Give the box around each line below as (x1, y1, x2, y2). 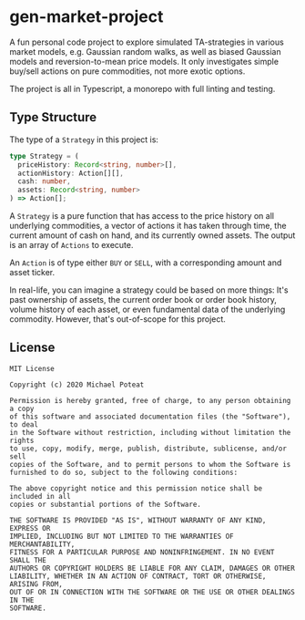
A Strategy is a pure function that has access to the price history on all (9, 211, 275, 221)
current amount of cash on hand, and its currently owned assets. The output (9, 230, 296, 241)
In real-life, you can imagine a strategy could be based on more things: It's (9, 284, 289, 295)
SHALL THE (9, 555, 47, 564)
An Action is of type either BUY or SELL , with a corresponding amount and (9, 257, 282, 268)
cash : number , (17, 177, 71, 186)
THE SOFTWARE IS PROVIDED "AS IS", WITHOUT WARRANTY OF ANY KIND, (9, 515, 267, 525)
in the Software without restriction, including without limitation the (9, 428, 291, 437)
